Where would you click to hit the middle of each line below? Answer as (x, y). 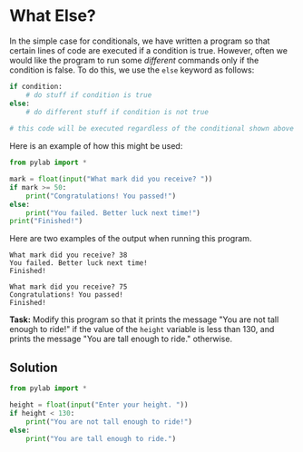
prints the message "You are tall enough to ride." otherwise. (121, 339)
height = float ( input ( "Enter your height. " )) (99, 405)
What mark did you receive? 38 (68, 255)
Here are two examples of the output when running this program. (131, 239)
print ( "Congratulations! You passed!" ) (101, 196)
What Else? (53, 16)
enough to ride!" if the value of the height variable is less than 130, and (142, 329)
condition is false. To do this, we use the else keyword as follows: (132, 70)
